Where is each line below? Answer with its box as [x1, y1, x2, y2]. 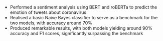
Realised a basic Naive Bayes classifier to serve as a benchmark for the [10, 15, 158, 20]
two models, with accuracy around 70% [10, 20, 93, 26]
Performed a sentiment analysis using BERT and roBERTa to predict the [10, 4, 157, 10]
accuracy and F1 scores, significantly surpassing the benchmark [10, 31, 143, 36]
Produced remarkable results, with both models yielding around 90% [10, 25, 153, 31]
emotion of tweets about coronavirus [10, 9, 87, 15]
